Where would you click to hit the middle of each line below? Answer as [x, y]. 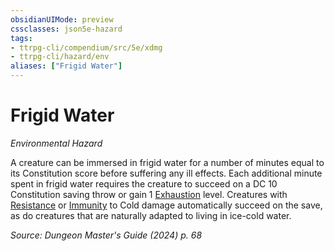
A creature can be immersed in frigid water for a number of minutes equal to [167, 162]
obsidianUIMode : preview [62, 19]
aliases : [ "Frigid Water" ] [66, 66]
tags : [21, 38]
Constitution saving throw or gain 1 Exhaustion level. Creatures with [149, 194]
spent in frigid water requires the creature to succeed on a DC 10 [144, 183]
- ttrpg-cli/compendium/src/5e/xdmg [86, 47]
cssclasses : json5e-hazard [66, 29]
